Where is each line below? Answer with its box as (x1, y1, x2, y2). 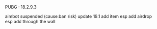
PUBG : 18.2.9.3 (5, 4, 37, 10)
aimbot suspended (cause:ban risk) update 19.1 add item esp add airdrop (5, 14, 152, 19)
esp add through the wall (5, 19, 55, 24)
